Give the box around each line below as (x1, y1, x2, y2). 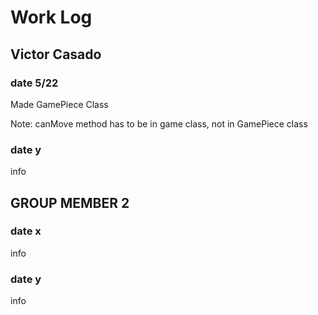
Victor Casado (10, 46, 102, 63)
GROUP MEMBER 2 (10, 194, 130, 211)
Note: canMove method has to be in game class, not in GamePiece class (10, 117, 308, 130)
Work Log (10, 6, 93, 29)
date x (10, 224, 42, 238)
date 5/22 (10, 76, 59, 90)
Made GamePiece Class (10, 98, 109, 110)
